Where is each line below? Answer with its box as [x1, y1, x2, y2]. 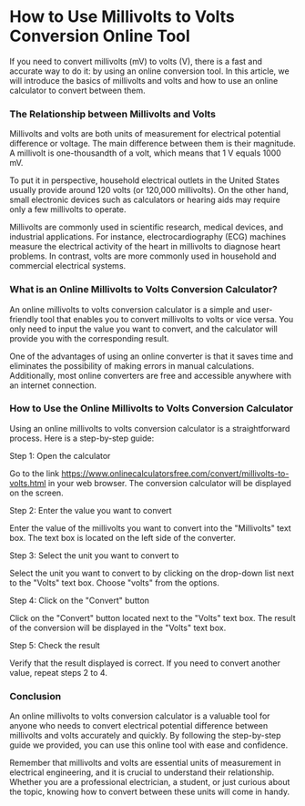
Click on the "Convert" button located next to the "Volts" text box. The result [9, 612, 296, 623]
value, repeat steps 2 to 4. [9, 667, 107, 678]
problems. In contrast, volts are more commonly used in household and [9, 250, 277, 261]
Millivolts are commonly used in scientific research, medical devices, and [9, 221, 284, 233]
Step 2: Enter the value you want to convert [9, 505, 172, 515]
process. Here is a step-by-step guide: [9, 433, 155, 444]
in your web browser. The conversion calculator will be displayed [47, 477, 291, 488]
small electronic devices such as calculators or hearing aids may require [9, 194, 280, 206]
